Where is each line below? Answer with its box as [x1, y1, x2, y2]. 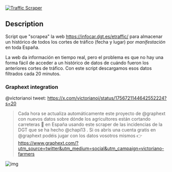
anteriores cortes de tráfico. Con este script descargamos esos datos [5, 65, 152, 71]
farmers [17, 151, 35, 157]
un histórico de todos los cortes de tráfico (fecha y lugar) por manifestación [5, 39, 165, 45]
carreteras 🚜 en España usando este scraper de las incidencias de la [17, 121, 163, 128]
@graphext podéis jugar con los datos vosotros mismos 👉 [17, 132, 142, 139]
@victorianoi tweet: [5, 95, 47, 101]
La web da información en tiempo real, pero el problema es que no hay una [5, 54, 164, 60]
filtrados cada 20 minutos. [5, 70, 61, 77]
